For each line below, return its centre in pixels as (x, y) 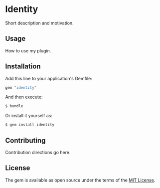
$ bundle (14, 106)
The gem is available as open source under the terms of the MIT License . (80, 180)
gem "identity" (21, 88)
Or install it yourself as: (29, 116)
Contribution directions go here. (38, 152)
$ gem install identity (30, 125)
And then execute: (24, 97)
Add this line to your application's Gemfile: (49, 78)
